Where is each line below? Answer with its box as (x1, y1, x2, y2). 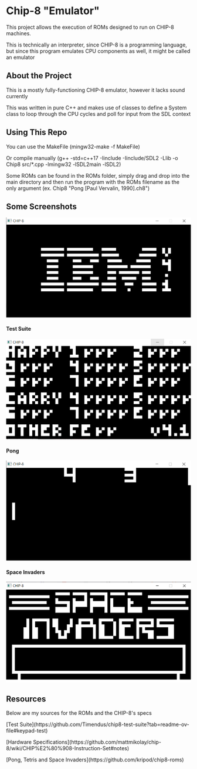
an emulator (6, 54, 35, 61)
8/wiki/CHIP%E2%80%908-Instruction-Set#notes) (6, 745, 130, 752)
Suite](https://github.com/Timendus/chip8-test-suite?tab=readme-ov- (19, 721, 189, 728)
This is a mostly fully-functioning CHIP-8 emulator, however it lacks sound (6, 86, 185, 94)
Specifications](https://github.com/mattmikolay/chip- (33, 738, 161, 745)
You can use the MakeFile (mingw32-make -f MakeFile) (6, 143, 141, 150)
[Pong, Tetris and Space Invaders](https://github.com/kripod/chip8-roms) (6, 756, 184, 763)
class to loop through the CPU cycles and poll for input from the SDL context (6, 110, 191, 117)
